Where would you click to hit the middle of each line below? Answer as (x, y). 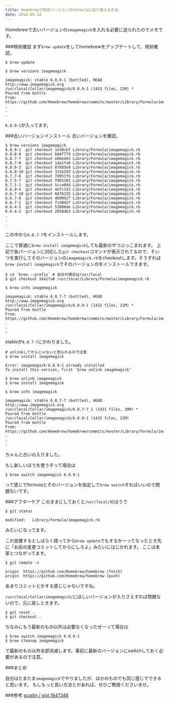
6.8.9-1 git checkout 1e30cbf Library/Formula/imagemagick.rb (73, 150)
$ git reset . (20, 612)
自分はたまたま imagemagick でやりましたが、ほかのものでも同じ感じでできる (83, 678)
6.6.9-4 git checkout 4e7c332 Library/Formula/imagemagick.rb (73, 189)
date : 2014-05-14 (23, 15)
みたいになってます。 (27, 530)
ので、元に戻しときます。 (36, 603)
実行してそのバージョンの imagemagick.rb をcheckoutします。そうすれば (87, 257)
